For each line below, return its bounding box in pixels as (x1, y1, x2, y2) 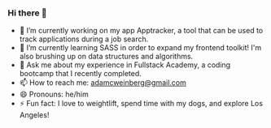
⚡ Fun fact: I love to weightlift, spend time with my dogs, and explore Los (19, 99, 264, 109)
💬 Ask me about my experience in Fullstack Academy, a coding (19, 60, 231, 70)
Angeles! (19, 110, 50, 120)
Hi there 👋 (7, 7, 48, 19)
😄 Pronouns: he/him (19, 89, 89, 100)
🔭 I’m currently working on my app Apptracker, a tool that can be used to (19, 26, 264, 36)
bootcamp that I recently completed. (19, 69, 142, 79)
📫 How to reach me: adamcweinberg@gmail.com (19, 78, 186, 87)
